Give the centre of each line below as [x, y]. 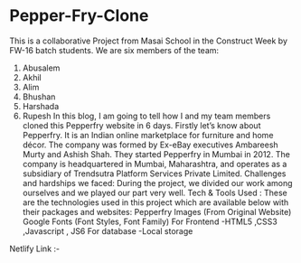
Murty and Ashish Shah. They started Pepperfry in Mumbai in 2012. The [156, 154]
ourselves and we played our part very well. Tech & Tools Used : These [155, 193]
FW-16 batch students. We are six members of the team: [114, 50]
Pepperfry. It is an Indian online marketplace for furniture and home [148, 135]
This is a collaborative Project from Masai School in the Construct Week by [148, 41]
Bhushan [39, 97]
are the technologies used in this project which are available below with [155, 202]
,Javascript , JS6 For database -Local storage [108, 230]
